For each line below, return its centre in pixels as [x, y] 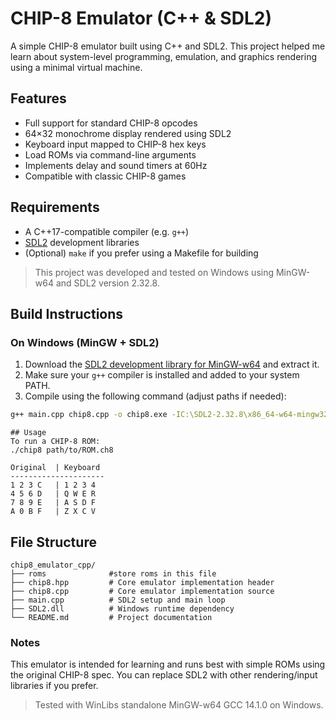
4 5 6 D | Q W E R [53, 494]
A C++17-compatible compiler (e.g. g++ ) [107, 231]
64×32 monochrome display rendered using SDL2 [128, 133]
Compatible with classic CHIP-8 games [105, 176]
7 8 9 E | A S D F [53, 503]
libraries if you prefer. [54, 686]
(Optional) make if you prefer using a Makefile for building [141, 253]
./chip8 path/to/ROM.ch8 [62, 450]
